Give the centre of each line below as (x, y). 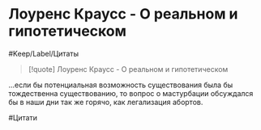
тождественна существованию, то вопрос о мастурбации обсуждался (131, 93)
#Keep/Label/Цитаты (44, 53)
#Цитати (23, 117)
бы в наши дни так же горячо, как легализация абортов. (106, 102)
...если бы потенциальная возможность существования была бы (121, 85)
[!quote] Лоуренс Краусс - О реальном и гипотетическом (128, 69)
